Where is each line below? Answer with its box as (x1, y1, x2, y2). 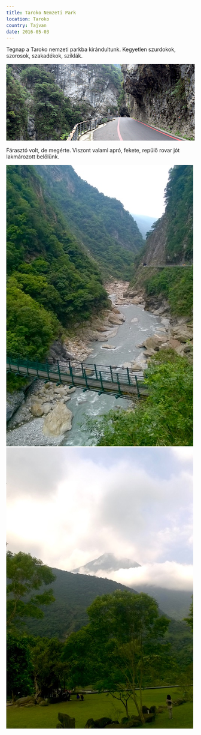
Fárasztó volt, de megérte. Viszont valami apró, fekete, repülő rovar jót (6, 147, 180, 154)
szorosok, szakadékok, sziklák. (6, 52, 83, 59)
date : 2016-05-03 (6, 29, 50, 35)
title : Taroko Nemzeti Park (6, 10, 77, 16)
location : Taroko (6, 16, 50, 22)
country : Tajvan (6, 22, 47, 28)
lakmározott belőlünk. (6, 153, 60, 160)
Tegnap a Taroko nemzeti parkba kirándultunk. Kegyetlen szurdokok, (6, 46, 176, 53)
